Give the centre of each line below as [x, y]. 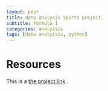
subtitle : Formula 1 [32, 23]
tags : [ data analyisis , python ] [47, 35]
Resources [34, 65]
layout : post [23, 12]
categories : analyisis [35, 29]
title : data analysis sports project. [55, 18]
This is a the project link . [37, 81]
